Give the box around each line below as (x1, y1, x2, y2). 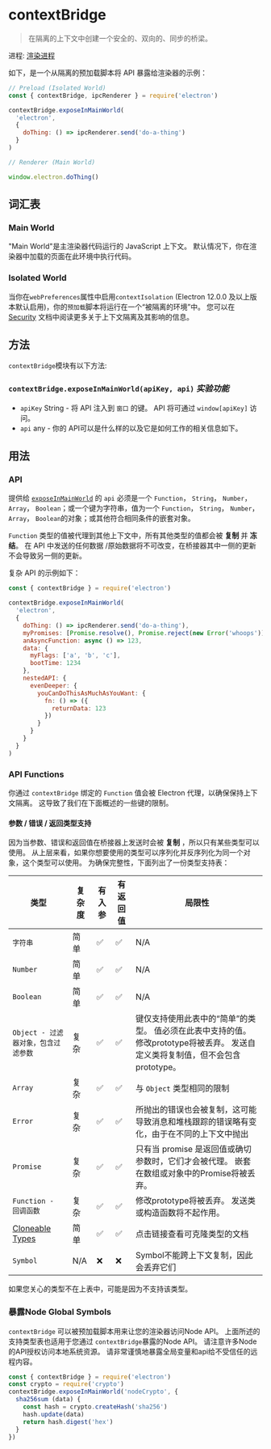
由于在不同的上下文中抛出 (152, 1129, 249, 1140)
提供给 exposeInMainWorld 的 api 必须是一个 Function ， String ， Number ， (8, 494, 252, 503)
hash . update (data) (23, 1410, 85, 1418)
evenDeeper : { (29, 681, 78, 689)
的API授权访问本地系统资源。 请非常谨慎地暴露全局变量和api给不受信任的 (8, 1346, 252, 1356)
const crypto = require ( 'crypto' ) (8, 1380, 125, 1388)
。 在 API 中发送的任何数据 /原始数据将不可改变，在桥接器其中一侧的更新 (15, 540, 256, 551)
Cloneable (12, 1223, 52, 1235)
